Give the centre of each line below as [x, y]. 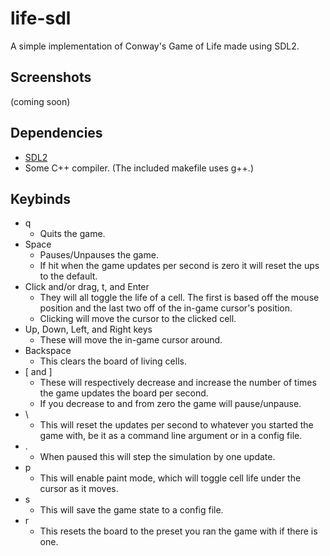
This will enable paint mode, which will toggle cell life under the [170, 478]
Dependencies [56, 133]
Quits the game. [72, 234]
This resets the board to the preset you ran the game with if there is [178, 531]
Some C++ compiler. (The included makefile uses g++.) [139, 168]
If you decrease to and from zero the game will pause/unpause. [170, 404]
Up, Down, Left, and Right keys [88, 329]
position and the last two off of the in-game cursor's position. [166, 308]
